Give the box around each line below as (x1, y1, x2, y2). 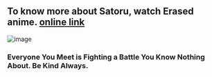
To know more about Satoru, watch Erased (7, 6, 194, 17)
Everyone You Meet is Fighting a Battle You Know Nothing (7, 52, 206, 62)
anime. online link (7, 17, 85, 28)
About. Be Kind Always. (7, 60, 89, 70)
